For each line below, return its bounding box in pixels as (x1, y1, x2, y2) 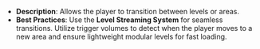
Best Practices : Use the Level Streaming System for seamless (15, 15, 223, 24)
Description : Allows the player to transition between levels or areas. (15, 7, 240, 16)
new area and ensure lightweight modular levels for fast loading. (15, 32, 227, 41)
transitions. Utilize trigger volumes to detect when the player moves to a (15, 24, 253, 32)
